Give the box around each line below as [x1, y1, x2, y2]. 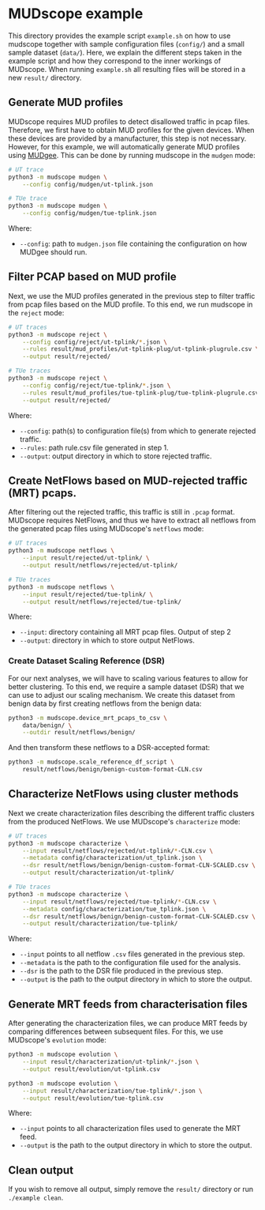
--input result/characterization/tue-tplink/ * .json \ [22, 1087, 203, 1095]
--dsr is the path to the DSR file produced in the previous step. [19, 966, 223, 976]
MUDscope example [8, 5, 144, 23]
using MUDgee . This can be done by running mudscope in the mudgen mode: [8, 150, 256, 160]
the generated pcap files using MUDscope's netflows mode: [8, 524, 204, 533]
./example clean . [8, 1193, 64, 1202]
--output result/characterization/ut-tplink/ [22, 869, 175, 877]
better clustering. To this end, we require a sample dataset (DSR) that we [8, 681, 244, 692]
